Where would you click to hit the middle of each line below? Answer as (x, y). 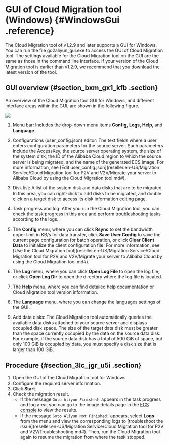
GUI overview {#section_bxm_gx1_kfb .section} (82, 88)
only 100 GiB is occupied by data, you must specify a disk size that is (85, 344)
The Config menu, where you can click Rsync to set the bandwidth (83, 229)
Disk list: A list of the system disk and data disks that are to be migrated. (88, 188)
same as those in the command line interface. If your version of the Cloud (82, 61)
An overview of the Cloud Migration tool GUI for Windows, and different (80, 100)
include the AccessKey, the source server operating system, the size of (87, 151)
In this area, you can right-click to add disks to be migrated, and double (87, 193)
